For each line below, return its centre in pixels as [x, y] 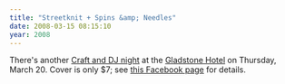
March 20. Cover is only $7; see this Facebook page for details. [128, 70]
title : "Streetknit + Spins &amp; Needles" [93, 18]
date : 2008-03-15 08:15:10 [60, 26]
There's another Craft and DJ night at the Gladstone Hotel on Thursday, [143, 61]
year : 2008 [30, 34]
